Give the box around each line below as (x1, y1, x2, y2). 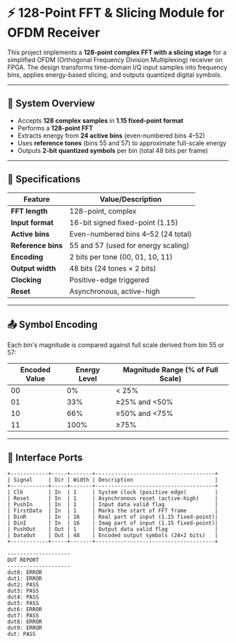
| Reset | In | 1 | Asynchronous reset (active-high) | (7, 495, 218, 502)
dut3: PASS (7, 587, 39, 595)
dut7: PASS (7, 612, 39, 620)
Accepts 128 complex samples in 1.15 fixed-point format (17, 116, 184, 125)
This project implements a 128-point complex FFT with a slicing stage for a (7, 48, 227, 56)
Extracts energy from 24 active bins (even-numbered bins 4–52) (17, 131, 206, 140)
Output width (11, 263, 56, 273)
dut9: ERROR (7, 625, 42, 632)
